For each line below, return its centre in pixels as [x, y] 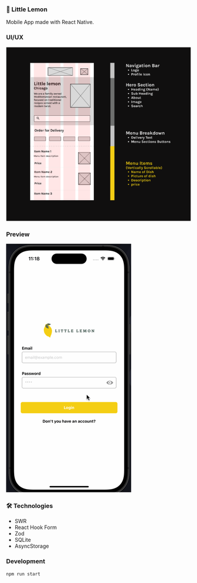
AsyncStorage [32, 546]
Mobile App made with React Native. [50, 22]
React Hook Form [35, 527]
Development [26, 561]
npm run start [23, 574]
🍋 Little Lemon [27, 9]
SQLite [23, 540]
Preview [18, 234]
